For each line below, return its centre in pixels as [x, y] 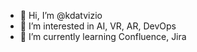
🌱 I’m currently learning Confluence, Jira [103, 36]
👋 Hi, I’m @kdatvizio [61, 15]
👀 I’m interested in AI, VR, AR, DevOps [98, 26]
